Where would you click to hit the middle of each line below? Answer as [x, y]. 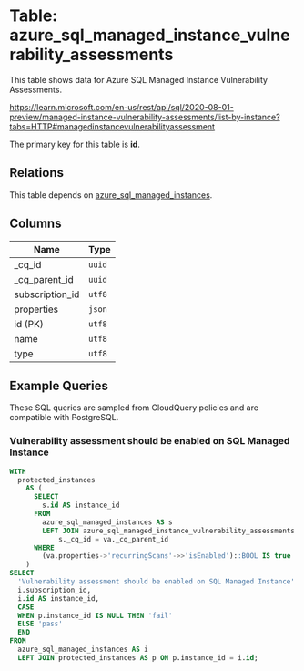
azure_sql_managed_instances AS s [107, 522]
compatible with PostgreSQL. [64, 418]
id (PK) [29, 324]
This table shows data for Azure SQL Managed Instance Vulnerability [139, 79]
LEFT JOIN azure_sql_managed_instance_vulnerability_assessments [169, 531]
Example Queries [59, 385]
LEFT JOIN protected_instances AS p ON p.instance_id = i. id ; [138, 657]
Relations [37, 173]
